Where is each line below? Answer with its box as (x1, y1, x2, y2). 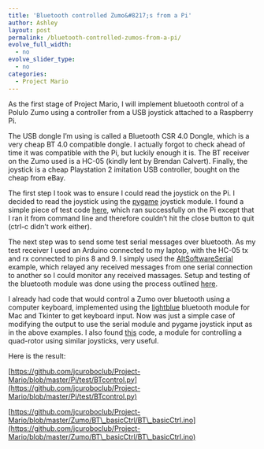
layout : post (8, 26, 51, 34)
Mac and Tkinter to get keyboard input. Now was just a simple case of (8, 310, 236, 320)
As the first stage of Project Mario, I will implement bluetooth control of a (8, 99, 244, 109)
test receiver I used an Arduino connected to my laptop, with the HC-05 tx (8, 245, 248, 254)
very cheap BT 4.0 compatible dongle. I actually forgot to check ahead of (8, 139, 246, 149)
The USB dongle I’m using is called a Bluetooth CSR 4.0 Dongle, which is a (8, 131, 250, 140)
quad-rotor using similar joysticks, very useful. (8, 336, 159, 345)
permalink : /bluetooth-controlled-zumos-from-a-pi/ (8, 33, 181, 42)
